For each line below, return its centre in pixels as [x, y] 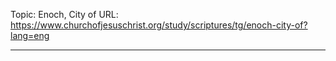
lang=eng [30, 35]
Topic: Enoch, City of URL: [64, 14]
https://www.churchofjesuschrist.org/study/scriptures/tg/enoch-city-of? [159, 25]
